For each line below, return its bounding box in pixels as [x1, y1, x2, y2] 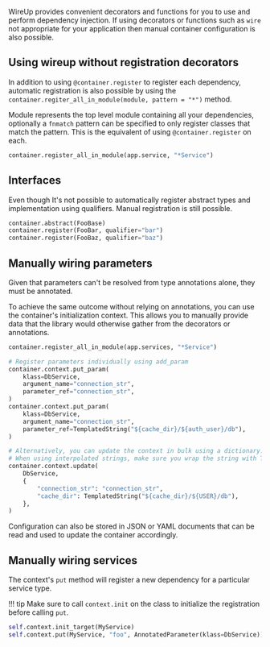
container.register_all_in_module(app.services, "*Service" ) [8, 342, 218, 351]
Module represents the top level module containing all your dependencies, [8, 110, 255, 119]
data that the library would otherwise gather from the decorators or [8, 318, 231, 329]
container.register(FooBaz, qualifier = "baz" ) [8, 234, 163, 243]
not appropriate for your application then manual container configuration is [8, 24, 256, 33]
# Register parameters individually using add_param [8, 358, 189, 366]
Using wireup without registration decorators [8, 56, 239, 69]
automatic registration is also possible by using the [8, 85, 177, 95]
